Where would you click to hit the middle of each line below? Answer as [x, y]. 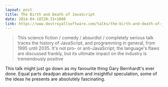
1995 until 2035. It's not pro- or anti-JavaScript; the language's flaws [88, 48]
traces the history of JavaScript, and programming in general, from [86, 43]
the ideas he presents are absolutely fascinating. [55, 79]
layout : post [19, 10]
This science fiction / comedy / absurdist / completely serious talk [85, 38]
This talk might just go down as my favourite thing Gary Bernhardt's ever [80, 69]
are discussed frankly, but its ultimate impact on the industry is [82, 54]
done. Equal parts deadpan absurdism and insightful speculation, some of [81, 74]
